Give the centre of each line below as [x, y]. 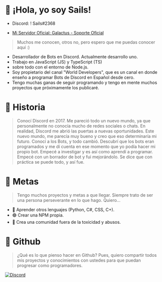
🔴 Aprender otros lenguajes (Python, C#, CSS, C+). [63, 209]
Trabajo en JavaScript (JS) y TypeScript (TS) [57, 62]
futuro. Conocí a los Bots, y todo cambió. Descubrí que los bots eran [86, 141]
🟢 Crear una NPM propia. [38, 215]
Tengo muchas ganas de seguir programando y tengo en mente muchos [84, 83]
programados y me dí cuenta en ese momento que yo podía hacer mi [86, 146]
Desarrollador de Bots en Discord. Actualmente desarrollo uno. [75, 57]
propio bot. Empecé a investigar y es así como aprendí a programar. [85, 151]
